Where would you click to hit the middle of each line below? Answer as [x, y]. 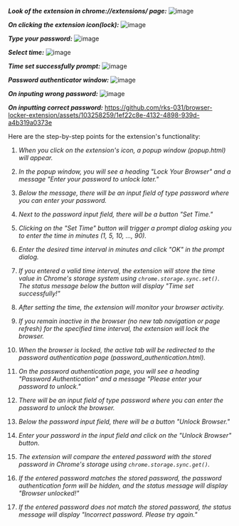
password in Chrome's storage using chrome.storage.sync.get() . [114, 464]
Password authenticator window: [59, 80]
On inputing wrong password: [53, 94]
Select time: [26, 52]
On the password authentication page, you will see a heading [109, 371]
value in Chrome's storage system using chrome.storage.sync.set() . [119, 278]
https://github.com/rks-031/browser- [159, 107]
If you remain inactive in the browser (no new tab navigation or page [119, 321]
